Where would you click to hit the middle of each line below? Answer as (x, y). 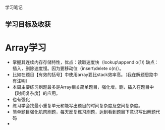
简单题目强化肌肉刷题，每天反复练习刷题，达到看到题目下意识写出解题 (84, 112)
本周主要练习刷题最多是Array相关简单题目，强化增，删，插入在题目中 (83, 87)
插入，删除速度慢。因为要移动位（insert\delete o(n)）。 (68, 68)
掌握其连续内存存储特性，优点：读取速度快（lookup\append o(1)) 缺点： (86, 62)
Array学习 (26, 47)
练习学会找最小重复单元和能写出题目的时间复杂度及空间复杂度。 (77, 106)
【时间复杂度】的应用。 (36, 93)
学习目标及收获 (28, 25)
